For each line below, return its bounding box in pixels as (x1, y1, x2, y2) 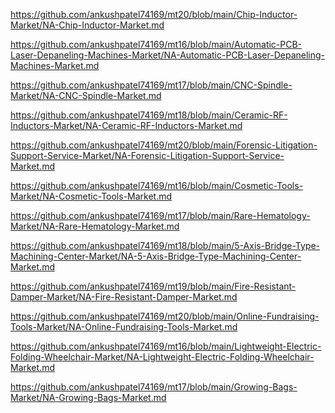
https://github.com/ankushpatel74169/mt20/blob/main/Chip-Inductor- (10, 9, 298, 20)
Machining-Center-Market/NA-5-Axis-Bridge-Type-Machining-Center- (10, 250, 302, 262)
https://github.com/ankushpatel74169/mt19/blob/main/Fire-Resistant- (10, 280, 297, 292)
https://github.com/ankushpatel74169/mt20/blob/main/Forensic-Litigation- (10, 139, 318, 151)
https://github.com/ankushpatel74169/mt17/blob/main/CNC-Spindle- (10, 79, 293, 91)
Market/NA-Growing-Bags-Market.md (10, 392, 167, 403)
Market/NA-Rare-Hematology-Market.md (10, 220, 180, 232)
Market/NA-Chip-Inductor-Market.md (10, 19, 165, 31)
